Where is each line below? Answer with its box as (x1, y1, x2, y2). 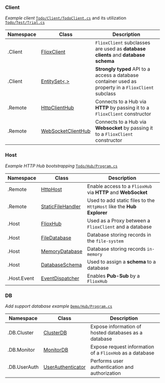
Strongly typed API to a (95, 66, 151, 73)
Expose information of (90, 323, 141, 330)
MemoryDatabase (41, 247, 82, 254)
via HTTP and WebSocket (87, 189, 148, 195)
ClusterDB (43, 329, 67, 336)
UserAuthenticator (43, 363, 86, 370)
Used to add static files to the (87, 197, 155, 204)
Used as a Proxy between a (87, 217, 151, 224)
